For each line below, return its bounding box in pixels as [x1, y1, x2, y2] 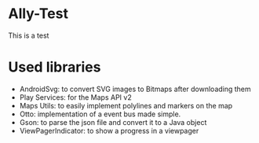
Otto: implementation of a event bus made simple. [19, 109, 181, 119]
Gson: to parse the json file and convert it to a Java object [19, 117, 207, 126]
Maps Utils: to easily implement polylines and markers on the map [19, 101, 233, 110]
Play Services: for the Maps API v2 [19, 92, 132, 102]
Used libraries [8, 58, 101, 76]
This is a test [8, 31, 49, 40]
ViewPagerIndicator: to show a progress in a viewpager [19, 126, 199, 135]
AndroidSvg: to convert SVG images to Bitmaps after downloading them [19, 84, 251, 93]
